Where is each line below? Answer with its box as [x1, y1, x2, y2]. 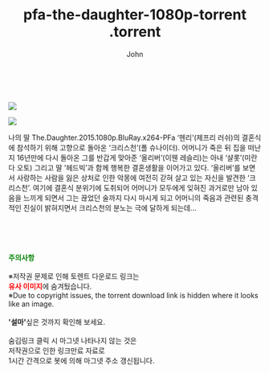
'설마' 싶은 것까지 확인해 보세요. [8, 317, 106, 326]
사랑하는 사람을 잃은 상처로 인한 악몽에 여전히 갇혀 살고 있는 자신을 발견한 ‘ [16, 173, 250, 182]
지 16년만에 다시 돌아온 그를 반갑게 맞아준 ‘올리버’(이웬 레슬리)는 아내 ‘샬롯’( [8, 153, 245, 162]
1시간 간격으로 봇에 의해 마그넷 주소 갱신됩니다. [8, 355, 155, 365]
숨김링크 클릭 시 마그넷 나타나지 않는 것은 [8, 335, 137, 345]
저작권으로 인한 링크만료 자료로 [8, 346, 106, 355]
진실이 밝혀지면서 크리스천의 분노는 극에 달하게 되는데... [22, 203, 197, 212]
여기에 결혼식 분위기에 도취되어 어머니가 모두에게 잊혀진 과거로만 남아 [32, 182, 250, 192]
